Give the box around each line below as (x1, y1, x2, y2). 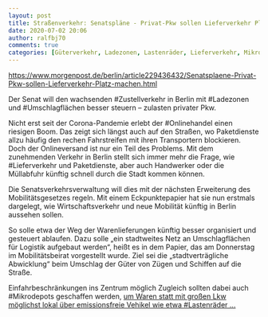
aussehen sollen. (8, 210, 64, 219)
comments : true (8, 41, 59, 49)
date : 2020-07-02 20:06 (8, 26, 88, 34)
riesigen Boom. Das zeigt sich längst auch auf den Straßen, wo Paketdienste (8, 127, 259, 136)
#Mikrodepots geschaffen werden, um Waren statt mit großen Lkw (8, 292, 227, 301)
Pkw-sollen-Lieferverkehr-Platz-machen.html (8, 79, 158, 88)
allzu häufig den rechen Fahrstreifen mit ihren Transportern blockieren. (8, 135, 242, 144)
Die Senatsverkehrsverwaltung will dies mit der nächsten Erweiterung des (8, 185, 251, 194)
